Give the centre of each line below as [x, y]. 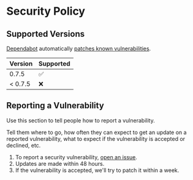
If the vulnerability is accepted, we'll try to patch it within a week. [97, 170]
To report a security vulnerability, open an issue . [76, 157]
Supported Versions [45, 34]
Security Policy [46, 11]
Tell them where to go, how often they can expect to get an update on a [96, 132]
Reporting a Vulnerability [55, 106]
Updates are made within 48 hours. [60, 163]
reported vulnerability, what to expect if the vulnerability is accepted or [96, 138]
